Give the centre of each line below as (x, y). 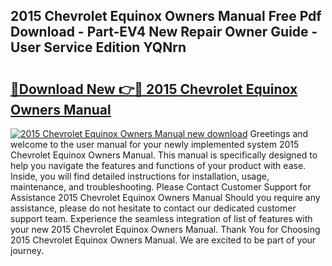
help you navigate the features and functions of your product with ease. (158, 165)
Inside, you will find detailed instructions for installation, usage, (140, 176)
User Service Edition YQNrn (98, 47)
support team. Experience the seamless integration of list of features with (161, 218)
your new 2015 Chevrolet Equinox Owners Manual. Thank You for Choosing (165, 229)
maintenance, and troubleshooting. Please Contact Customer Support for (161, 187)
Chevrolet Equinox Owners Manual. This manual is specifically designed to (164, 155)
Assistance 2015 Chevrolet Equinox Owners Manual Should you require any (165, 197)
